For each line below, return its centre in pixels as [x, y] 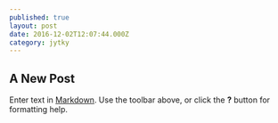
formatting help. [39, 110]
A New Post [42, 78]
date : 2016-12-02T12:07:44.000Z [69, 34]
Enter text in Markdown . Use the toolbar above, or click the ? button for [139, 100]
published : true [39, 17]
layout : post [33, 26]
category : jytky [39, 42]
